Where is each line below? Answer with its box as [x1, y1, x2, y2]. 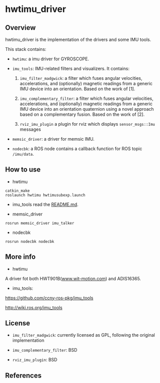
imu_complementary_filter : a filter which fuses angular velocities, [19, 96, 154, 101]
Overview [5, 23, 36, 32]
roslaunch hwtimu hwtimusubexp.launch [5, 192, 85, 197]
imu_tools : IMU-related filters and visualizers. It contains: [12, 66, 130, 71]
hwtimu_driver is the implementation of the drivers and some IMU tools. [5, 36, 152, 42]
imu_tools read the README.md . [12, 201, 79, 207]
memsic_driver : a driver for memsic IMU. [12, 136, 95, 142]
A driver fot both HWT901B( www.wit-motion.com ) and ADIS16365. [5, 275, 141, 281]
